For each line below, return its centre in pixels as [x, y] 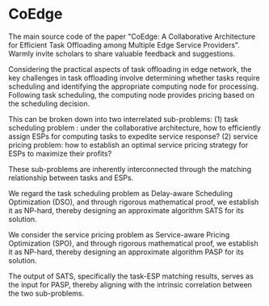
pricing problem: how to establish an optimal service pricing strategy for [128, 145]
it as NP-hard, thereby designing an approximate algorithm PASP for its [126, 252]
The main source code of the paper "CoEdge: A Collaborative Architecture [132, 36]
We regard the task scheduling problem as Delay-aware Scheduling [120, 193]
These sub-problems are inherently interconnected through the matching [130, 169]
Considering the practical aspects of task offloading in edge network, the [130, 69]
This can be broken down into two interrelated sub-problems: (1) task [123, 119]
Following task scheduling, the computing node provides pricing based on [131, 94]
